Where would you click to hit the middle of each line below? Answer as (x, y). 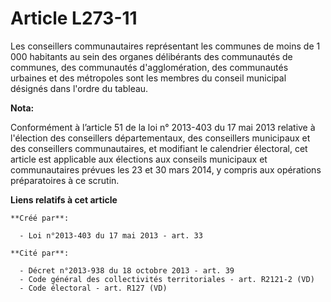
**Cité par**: (40, 253)
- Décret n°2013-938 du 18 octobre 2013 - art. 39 (127, 270)
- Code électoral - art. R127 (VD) (93, 288)
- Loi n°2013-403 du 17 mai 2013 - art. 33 (111, 235)
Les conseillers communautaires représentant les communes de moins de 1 (165, 46)
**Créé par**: (40, 218)
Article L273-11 (74, 18)
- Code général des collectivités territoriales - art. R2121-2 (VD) (167, 279)
